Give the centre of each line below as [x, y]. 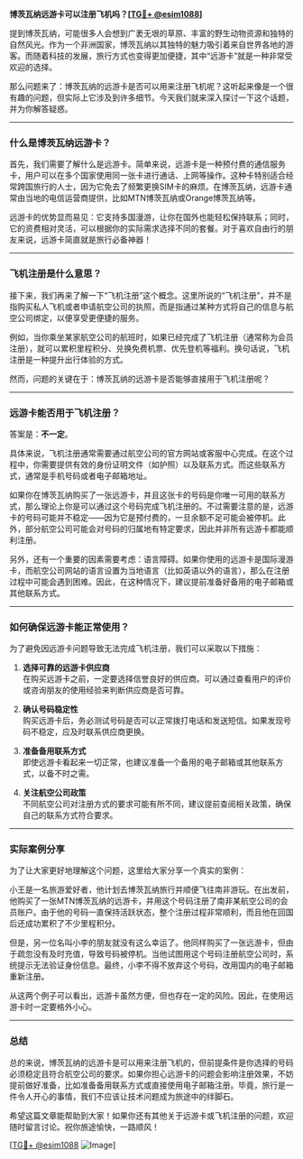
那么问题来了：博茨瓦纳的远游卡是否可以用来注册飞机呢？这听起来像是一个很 [151, 86]
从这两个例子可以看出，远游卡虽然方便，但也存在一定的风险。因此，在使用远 [151, 996]
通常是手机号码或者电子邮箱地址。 [88, 475]
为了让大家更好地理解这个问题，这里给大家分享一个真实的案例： [128, 870]
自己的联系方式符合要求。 [70, 815]
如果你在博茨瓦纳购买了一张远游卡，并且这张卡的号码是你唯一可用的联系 [143, 494]
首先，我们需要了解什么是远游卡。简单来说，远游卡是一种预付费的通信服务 [147, 164]
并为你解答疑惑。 [41, 109]
